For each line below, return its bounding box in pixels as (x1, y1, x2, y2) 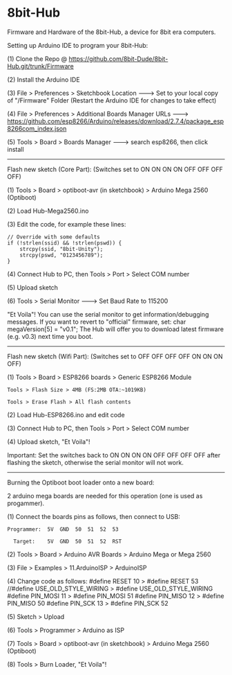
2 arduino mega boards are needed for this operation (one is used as (7, 491, 203, 500)
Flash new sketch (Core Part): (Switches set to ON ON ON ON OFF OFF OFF (7, 165, 223, 173)
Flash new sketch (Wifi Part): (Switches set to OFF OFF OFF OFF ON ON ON (7, 352, 223, 360)
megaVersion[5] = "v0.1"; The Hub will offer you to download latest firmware (7, 324, 224, 333)
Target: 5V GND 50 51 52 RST (13, 538, 122, 545)
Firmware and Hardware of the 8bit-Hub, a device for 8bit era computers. (7, 28, 216, 36)
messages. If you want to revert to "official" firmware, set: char (7, 317, 186, 326)
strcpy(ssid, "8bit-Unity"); (19, 245, 104, 252)
